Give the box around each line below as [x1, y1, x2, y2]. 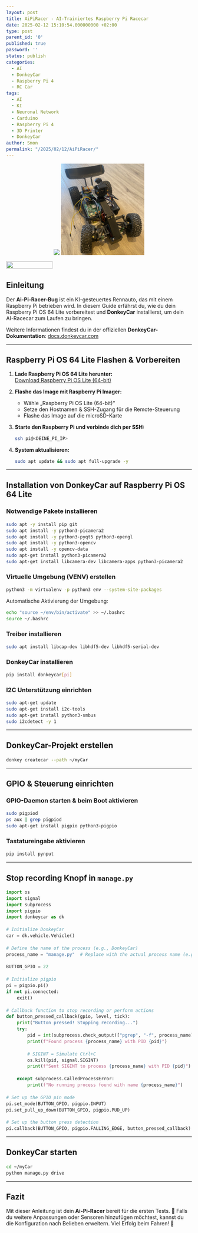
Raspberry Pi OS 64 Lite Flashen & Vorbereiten [6, 354, 181, 365]
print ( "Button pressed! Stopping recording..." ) [16, 1020, 138, 1026]
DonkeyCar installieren [6, 657, 74, 666]
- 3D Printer [11, 127, 44, 134]
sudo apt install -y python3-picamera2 [6, 528, 104, 534]
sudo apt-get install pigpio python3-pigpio [6, 823, 117, 829]
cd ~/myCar [6, 1163, 33, 1170]
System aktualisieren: [14, 446, 70, 453]
